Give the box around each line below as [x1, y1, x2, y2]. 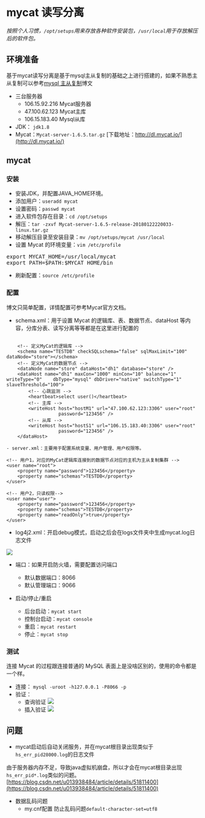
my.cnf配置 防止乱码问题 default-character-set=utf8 [24, 805, 158, 812]
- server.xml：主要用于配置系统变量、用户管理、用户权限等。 [6, 445, 144, 451]
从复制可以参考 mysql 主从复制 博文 [6, 79, 93, 86]
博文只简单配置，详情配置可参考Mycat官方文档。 [6, 304, 130, 311]
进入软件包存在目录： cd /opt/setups [15, 212, 108, 220]
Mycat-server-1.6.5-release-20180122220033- [59, 222, 174, 228]
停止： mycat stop [24, 630, 69, 637]
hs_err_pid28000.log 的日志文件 [15, 751, 95, 758]
